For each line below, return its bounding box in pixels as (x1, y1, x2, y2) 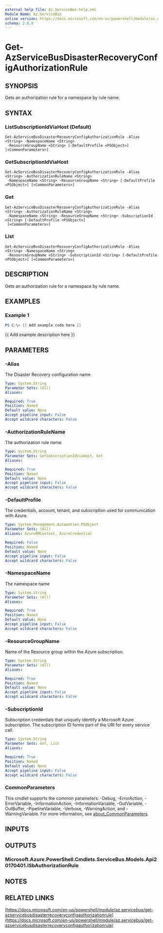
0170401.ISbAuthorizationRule (5, 862, 79, 869)
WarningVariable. (5, 811, 40, 816)
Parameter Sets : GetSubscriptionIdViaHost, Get (5, 454, 103, 459)
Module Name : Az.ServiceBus (5, 12, 62, 17)
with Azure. (5, 513, 28, 519)
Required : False (5, 540, 38, 545)
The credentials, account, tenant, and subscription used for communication (5, 507, 156, 513)
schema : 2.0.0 (5, 20, 34, 26)
